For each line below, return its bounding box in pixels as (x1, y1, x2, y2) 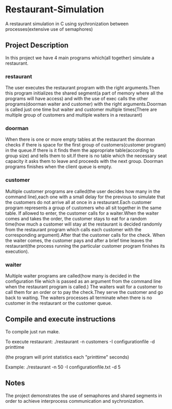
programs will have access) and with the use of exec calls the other (5, 96, 148, 102)
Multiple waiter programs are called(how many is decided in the (5, 272, 140, 278)
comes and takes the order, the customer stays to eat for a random (5, 215, 147, 221)
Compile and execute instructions (5, 315, 116, 324)
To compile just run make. (5, 328, 60, 334)
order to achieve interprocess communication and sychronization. (5, 398, 145, 404)
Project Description (5, 41, 69, 50)
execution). (5, 248, 29, 254)
